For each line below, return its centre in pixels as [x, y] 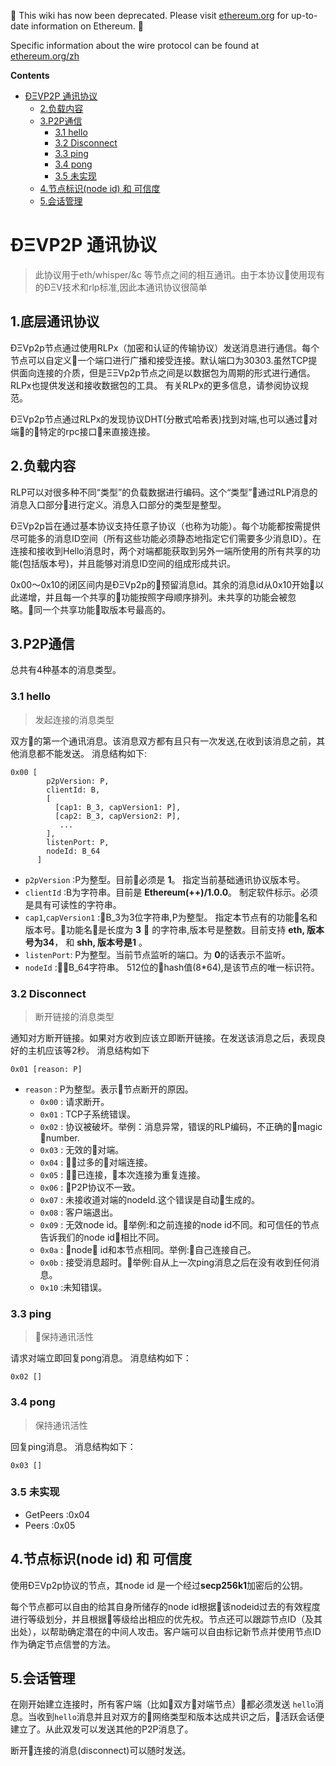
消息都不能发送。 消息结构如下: [82, 753]
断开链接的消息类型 [74, 1016]
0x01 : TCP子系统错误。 [87, 1114]
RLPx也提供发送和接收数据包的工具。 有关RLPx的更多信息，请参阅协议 [155, 385]
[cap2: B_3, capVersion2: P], [118, 816]
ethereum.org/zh [45, 56]
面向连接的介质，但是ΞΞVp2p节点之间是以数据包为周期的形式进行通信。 [167, 372]
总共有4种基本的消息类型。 [66, 670]
